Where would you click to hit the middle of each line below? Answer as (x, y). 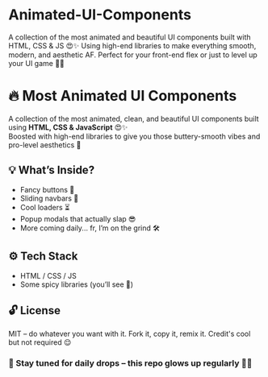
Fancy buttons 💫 (47, 189)
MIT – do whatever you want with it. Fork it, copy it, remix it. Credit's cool (130, 334)
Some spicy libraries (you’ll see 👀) (77, 284)
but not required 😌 (40, 342)
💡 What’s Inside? (52, 170)
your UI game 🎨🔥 (36, 63)
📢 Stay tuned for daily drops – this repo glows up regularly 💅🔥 (130, 363)
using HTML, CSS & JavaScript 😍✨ (68, 127)
